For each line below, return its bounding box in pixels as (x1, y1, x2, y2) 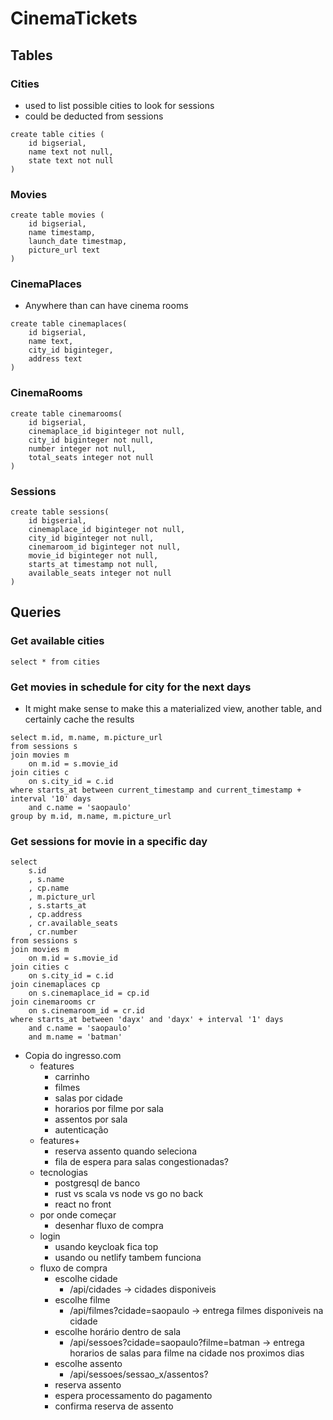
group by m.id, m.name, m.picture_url (10, 812, 172, 822)
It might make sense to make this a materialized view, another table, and (24, 703, 322, 715)
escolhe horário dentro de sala (54, 1326, 182, 1338)
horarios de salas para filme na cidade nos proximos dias (69, 1347, 305, 1359)
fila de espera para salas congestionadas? (54, 1156, 229, 1168)
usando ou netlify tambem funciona (54, 1252, 202, 1264)
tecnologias (39, 1167, 88, 1179)
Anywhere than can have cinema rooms (24, 300, 189, 312)
